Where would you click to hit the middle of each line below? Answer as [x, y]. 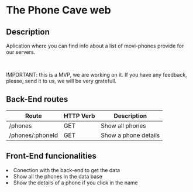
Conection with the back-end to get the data [67, 170]
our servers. [21, 52]
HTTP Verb [79, 116]
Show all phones [123, 125]
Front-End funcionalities [51, 156]
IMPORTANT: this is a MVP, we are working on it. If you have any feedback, [96, 75]
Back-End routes [37, 99]
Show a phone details [130, 135]
